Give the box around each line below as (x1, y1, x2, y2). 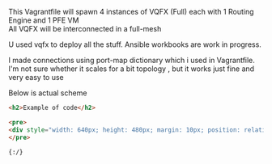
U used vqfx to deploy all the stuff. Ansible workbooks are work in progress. (8, 40, 261, 49)
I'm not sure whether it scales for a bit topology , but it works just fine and (8, 64, 255, 74)
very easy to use (8, 73, 65, 82)
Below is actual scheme (8, 88, 87, 98)
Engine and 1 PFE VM (8, 15, 79, 25)
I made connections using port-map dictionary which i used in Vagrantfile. (8, 56, 255, 65)
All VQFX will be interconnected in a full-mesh (8, 24, 162, 33)
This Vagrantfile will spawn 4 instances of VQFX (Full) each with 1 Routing (8, 7, 254, 16)
